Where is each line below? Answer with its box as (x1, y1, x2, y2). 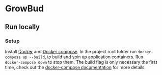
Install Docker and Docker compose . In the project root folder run (5, 48, 137, 54)
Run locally (5, 23, 40, 31)
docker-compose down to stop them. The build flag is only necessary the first (5, 59, 158, 65)
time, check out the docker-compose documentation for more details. (5, 64, 146, 70)
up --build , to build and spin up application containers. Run (23, 54, 144, 60)
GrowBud (5, 3, 44, 14)
